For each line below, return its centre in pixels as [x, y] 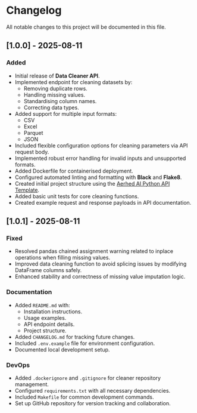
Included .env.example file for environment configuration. [85, 343]
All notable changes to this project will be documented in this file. [86, 27]
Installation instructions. [53, 312]
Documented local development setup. [62, 349]
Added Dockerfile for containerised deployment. [74, 171]
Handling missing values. [54, 95]
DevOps [18, 365]
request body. [32, 152]
